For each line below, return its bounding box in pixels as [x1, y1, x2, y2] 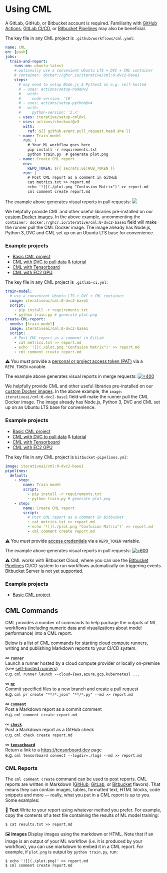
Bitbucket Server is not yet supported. [5, 568, 83, 574]
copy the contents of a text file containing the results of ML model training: [5, 812, 159, 818]
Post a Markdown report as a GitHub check [5, 727, 94, 733]
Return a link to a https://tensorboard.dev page [5, 747, 102, 753]
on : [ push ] [5, 49, 28, 55]
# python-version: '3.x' [18, 110, 79, 115]
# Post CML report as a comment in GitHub [27, 175, 117, 180]
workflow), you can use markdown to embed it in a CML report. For [5, 843, 143, 849]
